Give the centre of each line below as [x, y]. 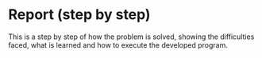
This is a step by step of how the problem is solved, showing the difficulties [131, 37]
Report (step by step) [79, 15]
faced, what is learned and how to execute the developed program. [118, 44]
